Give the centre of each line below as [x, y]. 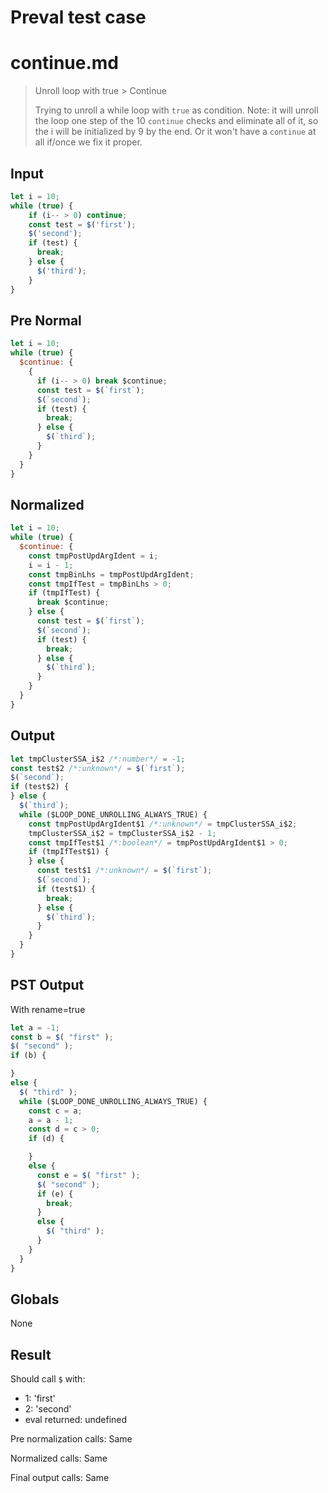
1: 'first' [40, 1398]
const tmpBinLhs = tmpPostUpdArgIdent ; [111, 574]
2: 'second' [48, 1409]
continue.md [65, 63]
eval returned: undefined [76, 1420]
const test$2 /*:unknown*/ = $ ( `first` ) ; [98, 768]
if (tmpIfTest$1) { [69, 852]
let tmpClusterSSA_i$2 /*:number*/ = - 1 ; [98, 759]
